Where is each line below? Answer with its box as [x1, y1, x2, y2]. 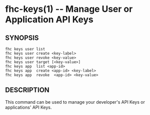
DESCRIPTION [5, 86, 50, 94]
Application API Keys [5, 14, 94, 25]
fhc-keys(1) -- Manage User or [5, 3, 133, 15]
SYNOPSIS [5, 34, 39, 42]
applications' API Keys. [5, 104, 52, 110]
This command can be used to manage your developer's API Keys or [5, 99, 145, 105]
